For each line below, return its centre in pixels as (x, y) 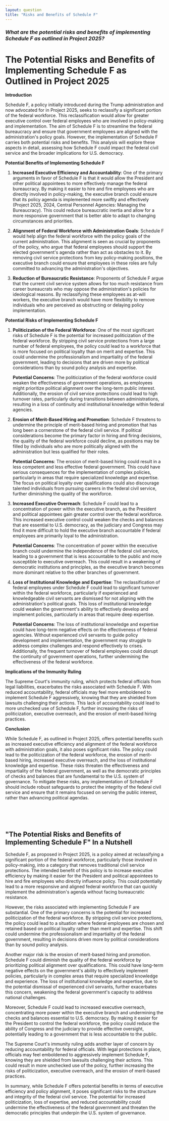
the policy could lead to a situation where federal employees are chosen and (84, 923)
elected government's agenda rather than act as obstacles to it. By (82, 252)
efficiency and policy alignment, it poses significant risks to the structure (81, 1091)
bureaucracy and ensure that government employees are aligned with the (81, 131)
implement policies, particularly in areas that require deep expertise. (83, 614)
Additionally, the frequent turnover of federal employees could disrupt (85, 651)
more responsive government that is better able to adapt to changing (84, 216)
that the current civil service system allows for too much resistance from (88, 284)
